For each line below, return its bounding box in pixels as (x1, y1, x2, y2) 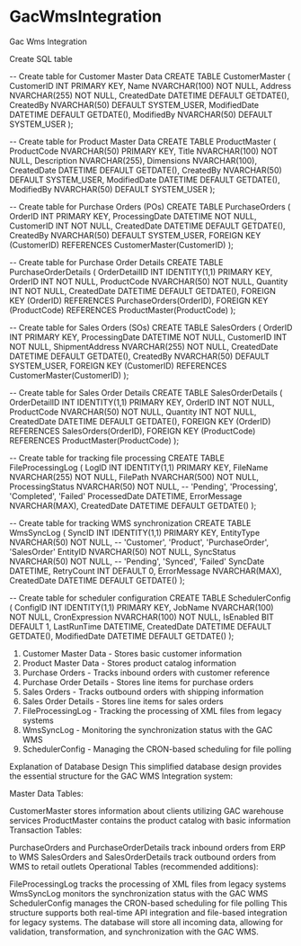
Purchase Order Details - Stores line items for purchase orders (22, 676, 254, 687)
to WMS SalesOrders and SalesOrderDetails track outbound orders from (9, 852, 277, 862)
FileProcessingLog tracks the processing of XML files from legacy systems (9, 879, 287, 889)
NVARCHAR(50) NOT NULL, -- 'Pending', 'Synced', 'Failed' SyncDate (9, 556, 265, 567)
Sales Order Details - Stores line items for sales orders (22, 695, 224, 707)
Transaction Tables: (9, 825, 83, 835)
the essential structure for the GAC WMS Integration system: (9, 771, 234, 781)
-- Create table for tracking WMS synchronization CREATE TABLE (9, 517, 252, 528)
